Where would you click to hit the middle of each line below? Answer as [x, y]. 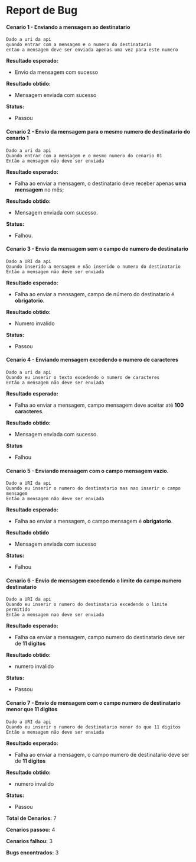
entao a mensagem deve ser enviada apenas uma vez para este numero [92, 50]
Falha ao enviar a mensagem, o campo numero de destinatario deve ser [102, 754]
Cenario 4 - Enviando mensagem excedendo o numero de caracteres [92, 360]
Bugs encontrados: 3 [32, 853]
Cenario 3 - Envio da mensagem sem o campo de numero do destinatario [97, 249]
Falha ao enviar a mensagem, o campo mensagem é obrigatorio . [94, 521]
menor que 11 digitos [32, 709]
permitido [18, 610]
